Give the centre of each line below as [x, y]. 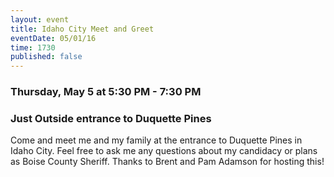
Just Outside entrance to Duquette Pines [111, 118]
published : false [46, 57]
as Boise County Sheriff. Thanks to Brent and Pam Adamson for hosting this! [167, 162]
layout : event [40, 19]
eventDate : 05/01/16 [53, 38]
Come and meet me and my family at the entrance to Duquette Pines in [156, 140]
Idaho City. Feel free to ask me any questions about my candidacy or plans [164, 151]
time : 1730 [33, 47]
